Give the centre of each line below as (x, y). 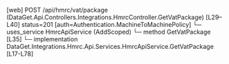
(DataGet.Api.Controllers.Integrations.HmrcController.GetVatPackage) (106, 17)
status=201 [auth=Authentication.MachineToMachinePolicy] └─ (111, 24)
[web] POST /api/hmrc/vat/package (57, 10)
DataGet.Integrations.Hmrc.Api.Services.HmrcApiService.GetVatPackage (110, 46)
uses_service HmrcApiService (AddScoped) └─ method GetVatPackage (109, 32)
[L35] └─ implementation (42, 39)
